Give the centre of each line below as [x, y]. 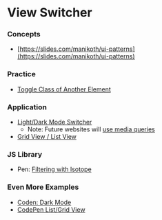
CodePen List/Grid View [51, 209]
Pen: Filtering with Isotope [54, 169]
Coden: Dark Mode [44, 202]
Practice [21, 74]
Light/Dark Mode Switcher [54, 122]
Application [27, 107]
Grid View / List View [47, 137]
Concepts [24, 34]
